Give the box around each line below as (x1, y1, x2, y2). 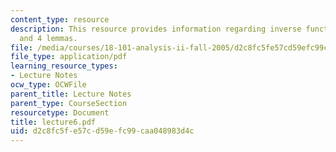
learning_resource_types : (10, 61, 118, 71)
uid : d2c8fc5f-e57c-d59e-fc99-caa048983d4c (10, 126, 195, 136)
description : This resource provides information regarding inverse (10, 24, 302, 34)
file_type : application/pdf (10, 52, 128, 62)
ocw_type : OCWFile (10, 80, 87, 90)
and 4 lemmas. (19, 33, 78, 43)
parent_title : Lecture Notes (10, 89, 132, 99)
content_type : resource (10, 14, 110, 25)
